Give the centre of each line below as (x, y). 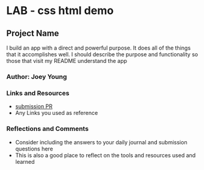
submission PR (34, 106)
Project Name (33, 33)
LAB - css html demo (60, 11)
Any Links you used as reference (56, 113)
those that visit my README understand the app (67, 61)
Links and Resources (38, 93)
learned (25, 161)
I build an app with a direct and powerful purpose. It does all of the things (99, 48)
